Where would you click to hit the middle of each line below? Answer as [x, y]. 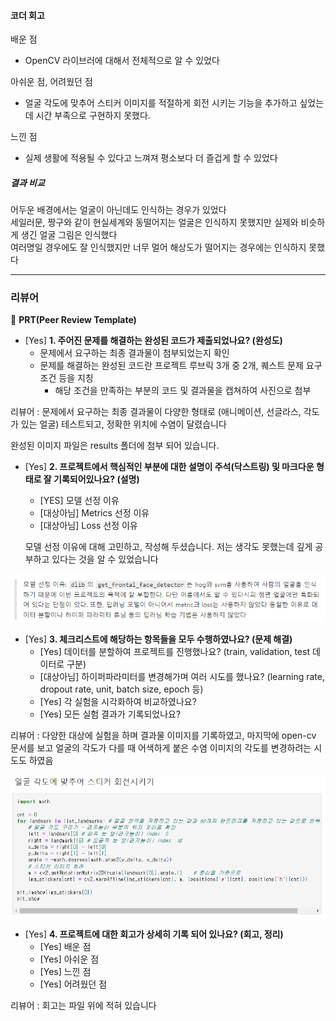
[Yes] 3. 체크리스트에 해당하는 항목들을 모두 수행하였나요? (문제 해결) [158, 639]
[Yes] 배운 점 [65, 947]
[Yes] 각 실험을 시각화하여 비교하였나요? [118, 702]
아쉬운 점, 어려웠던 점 [51, 82]
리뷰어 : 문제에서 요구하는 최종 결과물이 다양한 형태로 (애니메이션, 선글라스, [156, 412]
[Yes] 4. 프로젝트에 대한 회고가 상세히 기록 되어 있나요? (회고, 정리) [154, 934]
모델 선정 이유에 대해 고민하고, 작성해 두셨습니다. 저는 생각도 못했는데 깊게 [168, 547]
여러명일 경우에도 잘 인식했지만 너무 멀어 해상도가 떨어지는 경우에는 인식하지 [158, 247]
